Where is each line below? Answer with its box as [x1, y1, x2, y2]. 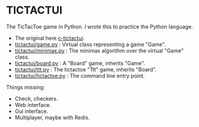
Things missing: [6, 83, 45, 90]
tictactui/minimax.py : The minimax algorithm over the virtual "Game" [14, 47, 184, 54]
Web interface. [14, 101, 52, 108]
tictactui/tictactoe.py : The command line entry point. [14, 72, 145, 79]
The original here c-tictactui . [14, 34, 85, 41]
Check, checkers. [14, 95, 58, 102]
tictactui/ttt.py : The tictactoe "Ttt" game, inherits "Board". [14, 66, 157, 73]
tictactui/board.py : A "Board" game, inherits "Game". [14, 60, 146, 67]
